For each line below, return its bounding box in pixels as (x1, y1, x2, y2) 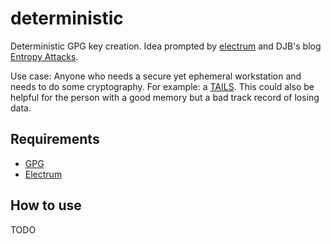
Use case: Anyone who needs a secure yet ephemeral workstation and (10, 70, 302, 82)
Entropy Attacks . (10, 50, 79, 62)
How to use (10, 197, 82, 214)
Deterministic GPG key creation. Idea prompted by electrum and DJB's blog (10, 40, 322, 52)
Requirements (10, 131, 100, 148)
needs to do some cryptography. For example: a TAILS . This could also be (10, 80, 315, 92)
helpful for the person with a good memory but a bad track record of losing (10, 91, 320, 103)
